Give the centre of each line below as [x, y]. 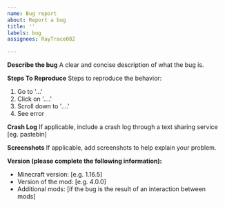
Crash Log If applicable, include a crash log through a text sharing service [113, 127]
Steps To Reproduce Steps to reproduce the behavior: [85, 78]
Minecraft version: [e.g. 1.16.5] [60, 175]
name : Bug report [32, 13]
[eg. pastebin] [27, 135]
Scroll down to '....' [43, 106]
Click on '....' [35, 99]
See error [31, 114]
